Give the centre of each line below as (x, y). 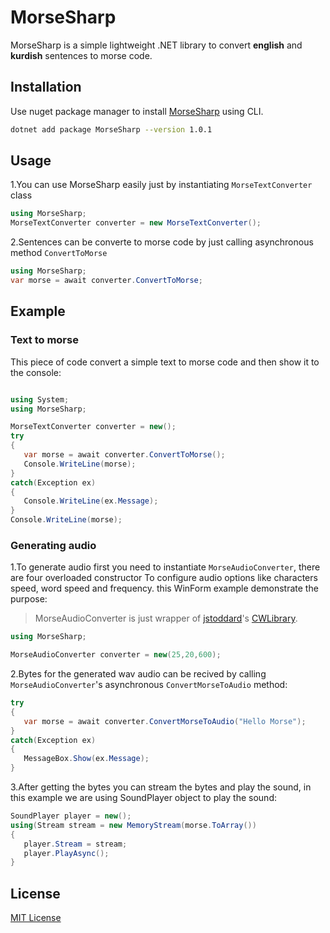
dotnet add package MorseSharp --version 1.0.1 (111, 129)
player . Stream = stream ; (75, 844)
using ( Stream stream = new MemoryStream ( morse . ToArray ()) (133, 825)
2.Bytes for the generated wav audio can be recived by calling (138, 674)
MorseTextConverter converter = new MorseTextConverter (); (136, 223)
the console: (36, 372)
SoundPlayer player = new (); (71, 816)
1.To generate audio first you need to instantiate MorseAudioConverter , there (165, 567)
